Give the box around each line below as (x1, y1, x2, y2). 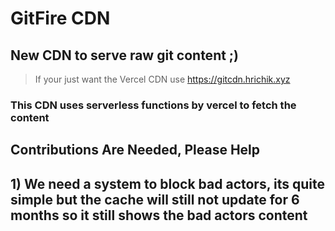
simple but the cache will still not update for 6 (10, 191, 300, 208)
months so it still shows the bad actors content (10, 207, 308, 224)
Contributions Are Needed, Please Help (10, 142, 261, 159)
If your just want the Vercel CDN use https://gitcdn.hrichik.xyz (34, 73, 291, 85)
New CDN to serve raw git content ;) (10, 47, 239, 64)
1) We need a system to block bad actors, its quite (10, 175, 325, 192)
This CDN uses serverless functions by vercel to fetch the (10, 98, 297, 112)
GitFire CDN (10, 7, 111, 30)
